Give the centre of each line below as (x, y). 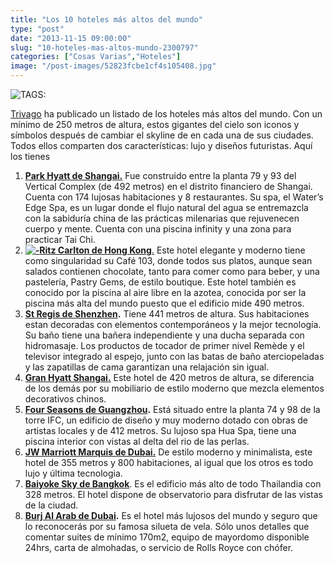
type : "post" (37, 29)
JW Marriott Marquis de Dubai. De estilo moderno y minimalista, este (168, 452)
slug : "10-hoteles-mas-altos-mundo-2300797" (104, 47)
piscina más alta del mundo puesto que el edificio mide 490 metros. (164, 303)
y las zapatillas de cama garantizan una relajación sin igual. (147, 367)
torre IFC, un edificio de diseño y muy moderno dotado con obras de (166, 420)
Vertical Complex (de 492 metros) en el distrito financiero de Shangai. (168, 186)
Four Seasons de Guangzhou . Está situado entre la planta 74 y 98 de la (172, 409)
